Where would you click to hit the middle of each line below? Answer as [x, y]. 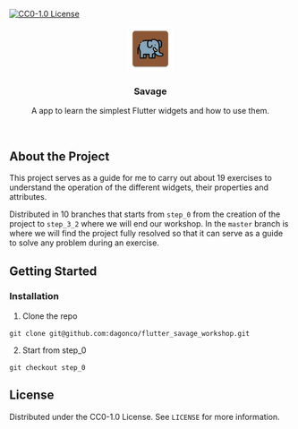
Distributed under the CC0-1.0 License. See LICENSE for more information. [145, 416]
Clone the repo [50, 316]
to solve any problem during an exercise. [84, 243]
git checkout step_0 [48, 367]
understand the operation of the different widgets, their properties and [139, 187]
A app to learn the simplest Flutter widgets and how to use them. [150, 111]
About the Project [60, 156]
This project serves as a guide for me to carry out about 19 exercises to [141, 178]
